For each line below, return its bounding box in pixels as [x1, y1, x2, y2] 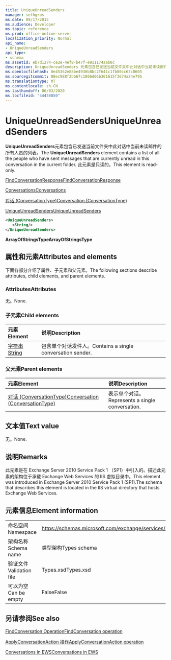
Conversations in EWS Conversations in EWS [5, 649, 98, 655]
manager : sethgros [5, 12, 44, 17]
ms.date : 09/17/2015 [5, 17, 49, 22]
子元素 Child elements [5, 312, 60, 319]
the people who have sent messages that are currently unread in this [5, 155, 150, 161]
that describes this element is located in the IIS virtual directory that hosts [5, 485, 160, 491]
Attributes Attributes [5, 286, 56, 293]
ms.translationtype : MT [5, 79, 56, 84]
